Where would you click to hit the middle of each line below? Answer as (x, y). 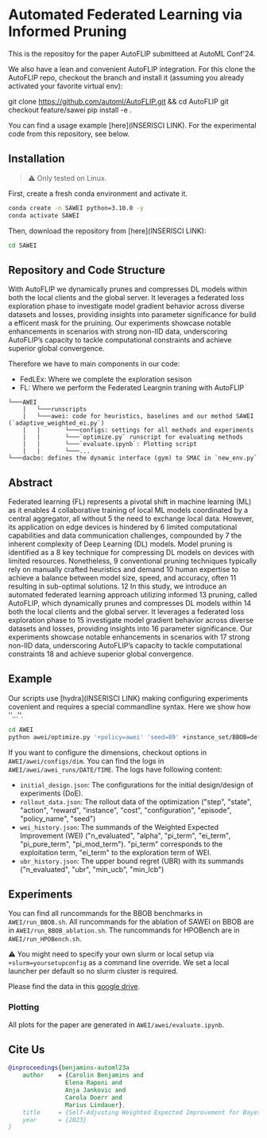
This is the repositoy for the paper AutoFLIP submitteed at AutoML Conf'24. (132, 53)
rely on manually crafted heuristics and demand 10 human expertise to (124, 569)
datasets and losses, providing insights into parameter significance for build (132, 315)
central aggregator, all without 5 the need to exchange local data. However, (131, 518)
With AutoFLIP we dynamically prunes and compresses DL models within (128, 289)
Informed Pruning (68, 31)
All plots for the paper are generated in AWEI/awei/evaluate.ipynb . (116, 1024)
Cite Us (27, 1050)
